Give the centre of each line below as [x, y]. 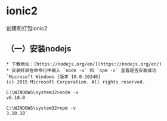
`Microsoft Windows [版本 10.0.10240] [53, 77]
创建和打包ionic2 [27, 28]
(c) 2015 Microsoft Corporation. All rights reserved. [76, 82]
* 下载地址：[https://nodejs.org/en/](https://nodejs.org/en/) [84, 64]
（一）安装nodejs [39, 49]
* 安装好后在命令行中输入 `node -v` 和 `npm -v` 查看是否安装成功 [81, 70]
